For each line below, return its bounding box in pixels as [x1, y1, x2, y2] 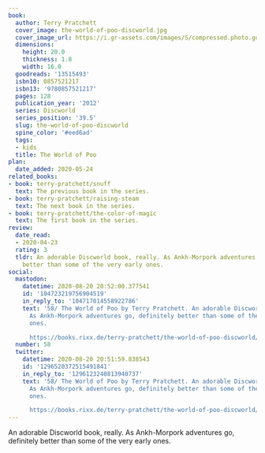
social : [8, 268, 34, 276]
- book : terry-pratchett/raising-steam [8, 195, 140, 202]
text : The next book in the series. [15, 202, 136, 210]
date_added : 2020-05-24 [15, 165, 93, 173]
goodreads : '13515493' [15, 70, 90, 78]
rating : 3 [15, 246, 47, 254]
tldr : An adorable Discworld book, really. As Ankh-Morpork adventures [15, 253, 256, 261]
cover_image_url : [15, 33, 73, 42]
